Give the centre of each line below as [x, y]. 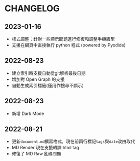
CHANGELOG [32, 9]
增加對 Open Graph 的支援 [38, 79]
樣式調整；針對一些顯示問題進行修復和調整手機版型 [63, 39]
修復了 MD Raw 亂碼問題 [36, 154]
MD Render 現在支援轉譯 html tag [45, 148]
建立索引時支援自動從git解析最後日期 [49, 73]
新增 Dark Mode [28, 114]
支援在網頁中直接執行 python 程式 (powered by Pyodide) [69, 45]
